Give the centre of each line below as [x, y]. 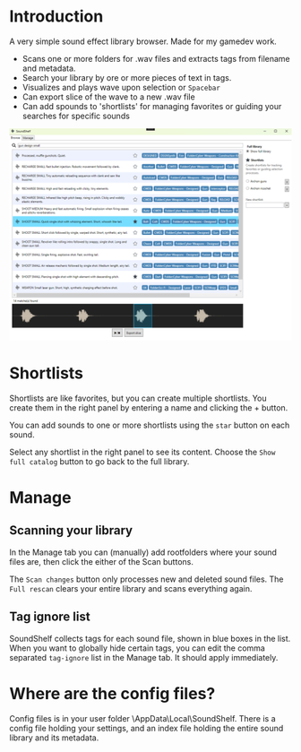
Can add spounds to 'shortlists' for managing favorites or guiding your [152, 106]
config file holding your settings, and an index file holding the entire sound [146, 728]
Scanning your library [71, 531]
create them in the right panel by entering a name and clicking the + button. [149, 407]
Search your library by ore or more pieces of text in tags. [127, 77]
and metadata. [49, 68]
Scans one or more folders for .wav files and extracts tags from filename [156, 58]
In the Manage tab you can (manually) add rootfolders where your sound [143, 552]
